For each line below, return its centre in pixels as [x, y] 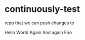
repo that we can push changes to [40, 23]
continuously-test [42, 9]
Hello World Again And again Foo [38, 32]
